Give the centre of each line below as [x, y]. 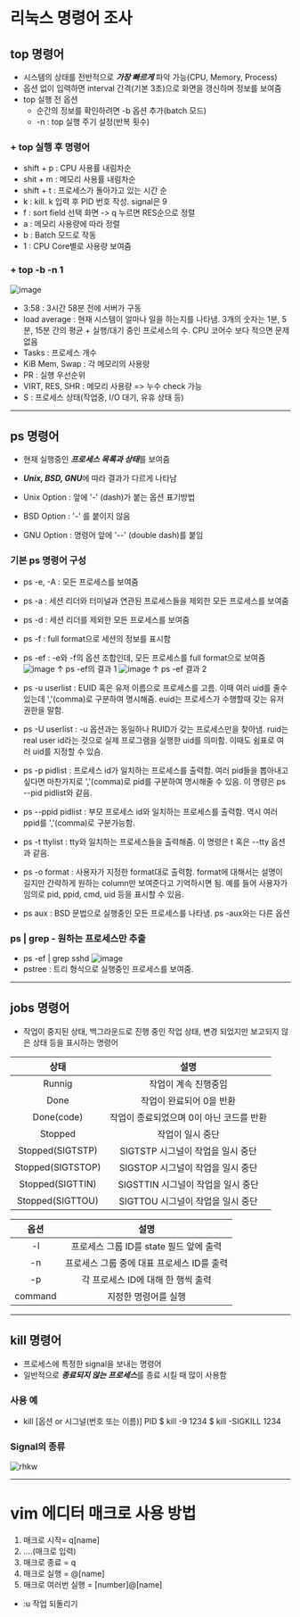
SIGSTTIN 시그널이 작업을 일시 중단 [188, 1184]
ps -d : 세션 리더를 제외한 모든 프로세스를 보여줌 [106, 619]
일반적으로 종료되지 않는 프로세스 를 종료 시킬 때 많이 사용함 [125, 1374]
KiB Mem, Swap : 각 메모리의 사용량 [86, 363]
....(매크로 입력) [49, 1551]
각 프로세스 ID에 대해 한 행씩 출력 [146, 1280]
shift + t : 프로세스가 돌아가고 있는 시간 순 [95, 191]
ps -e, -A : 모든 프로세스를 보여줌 [81, 582]
